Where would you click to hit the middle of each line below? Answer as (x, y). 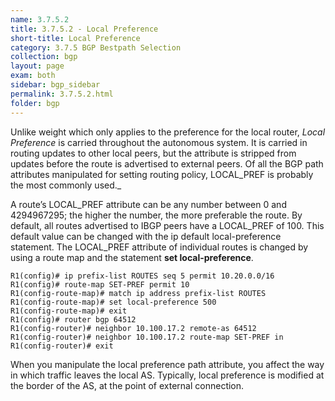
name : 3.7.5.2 (40, 19)
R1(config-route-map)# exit (69, 311)
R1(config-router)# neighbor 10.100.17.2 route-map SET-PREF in (147, 337)
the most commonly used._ (66, 185)
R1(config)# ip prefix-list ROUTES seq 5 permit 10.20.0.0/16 (142, 276)
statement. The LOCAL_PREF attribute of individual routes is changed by (159, 247)
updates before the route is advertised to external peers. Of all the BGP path (167, 163)
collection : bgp (44, 57)
